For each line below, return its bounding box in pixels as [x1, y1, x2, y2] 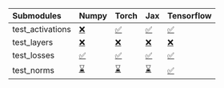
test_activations [12, 24, 72, 34]
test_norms [12, 64, 54, 75]
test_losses [12, 50, 55, 61]
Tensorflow [166, 10, 212, 21]
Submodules [12, 10, 62, 21]
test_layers [12, 37, 54, 47]
